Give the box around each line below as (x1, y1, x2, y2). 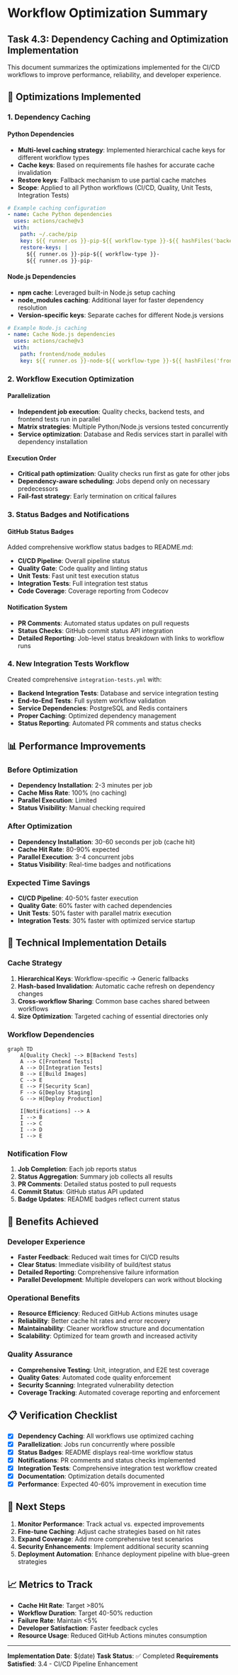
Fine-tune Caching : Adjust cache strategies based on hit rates (17, 1527, 201, 1535)
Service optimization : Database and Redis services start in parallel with (17, 430, 228, 438)
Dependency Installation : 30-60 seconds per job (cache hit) (17, 837, 195, 846)
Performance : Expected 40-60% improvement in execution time (17, 1480, 207, 1488)
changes (17, 989, 44, 998)
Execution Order (7, 453, 57, 462)
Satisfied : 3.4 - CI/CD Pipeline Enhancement (7, 1659, 138, 1668)
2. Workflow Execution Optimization (7, 374, 135, 384)
